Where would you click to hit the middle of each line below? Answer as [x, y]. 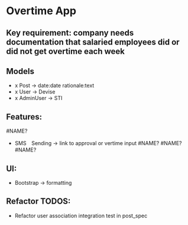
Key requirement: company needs [70, 33]
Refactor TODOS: [38, 202]
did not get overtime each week [66, 51]
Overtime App [41, 11]
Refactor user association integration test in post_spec [81, 216]
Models [20, 71]
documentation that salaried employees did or [93, 42]
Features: [24, 117]
